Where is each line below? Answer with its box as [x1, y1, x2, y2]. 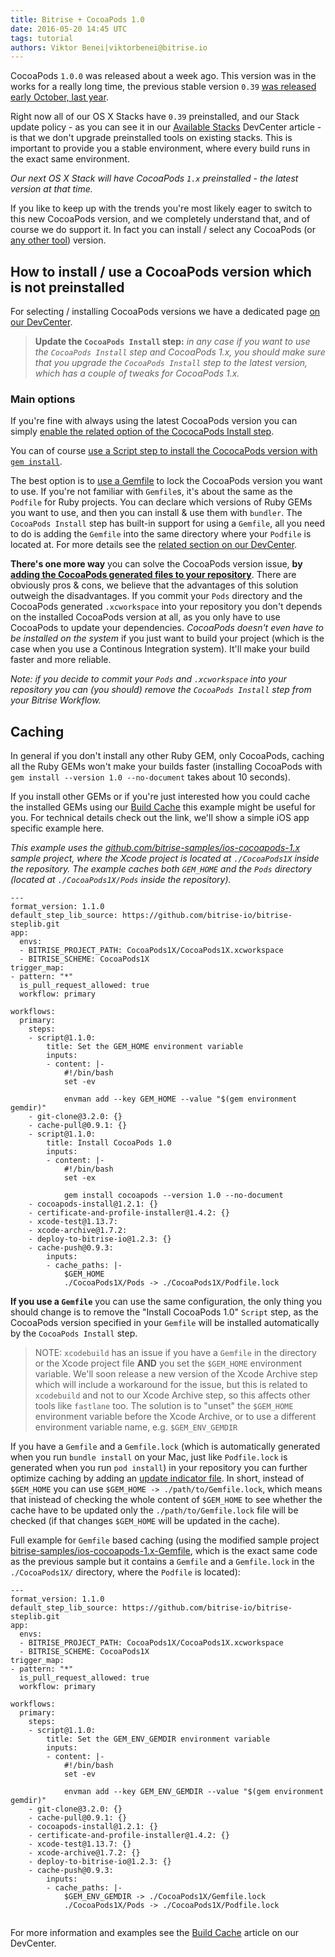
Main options [10, 392, 76, 406]
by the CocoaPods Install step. [10, 1327, 138, 1340]
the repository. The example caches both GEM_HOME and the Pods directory [10, 863, 312, 875]
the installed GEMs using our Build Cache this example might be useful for [10, 801, 316, 813]
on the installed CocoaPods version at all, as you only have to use [10, 611, 281, 623]
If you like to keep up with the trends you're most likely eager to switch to [10, 202, 313, 215]
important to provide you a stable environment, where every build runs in [10, 142, 311, 155]
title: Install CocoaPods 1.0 [46, 1138, 172, 1148]
